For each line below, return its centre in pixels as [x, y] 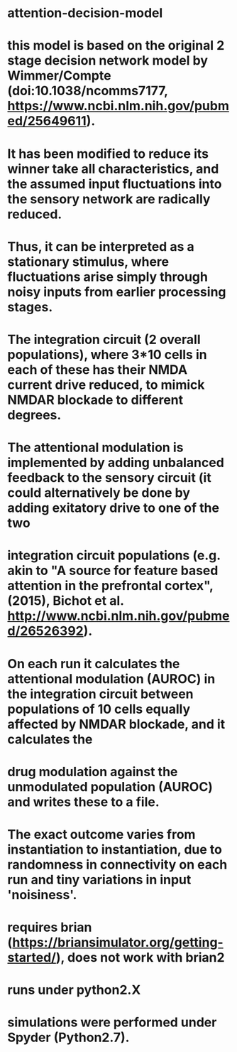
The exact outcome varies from [101, 834]
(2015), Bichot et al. [66, 601]
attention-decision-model [85, 13]
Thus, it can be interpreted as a [101, 246]
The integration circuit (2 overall [104, 339]
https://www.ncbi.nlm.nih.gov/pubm [118, 106]
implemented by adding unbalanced [116, 463]
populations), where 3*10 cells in [107, 354]
